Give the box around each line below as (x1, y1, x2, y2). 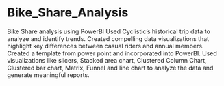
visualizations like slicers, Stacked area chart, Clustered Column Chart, (7, 56, 207, 64)
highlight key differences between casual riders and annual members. (7, 42, 204, 50)
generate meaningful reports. (7, 70, 90, 79)
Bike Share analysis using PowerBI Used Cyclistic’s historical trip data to (7, 27, 210, 35)
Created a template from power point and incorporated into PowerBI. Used (7, 49, 217, 57)
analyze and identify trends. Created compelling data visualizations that (7, 34, 210, 42)
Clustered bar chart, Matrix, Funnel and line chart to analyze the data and (7, 63, 214, 72)
